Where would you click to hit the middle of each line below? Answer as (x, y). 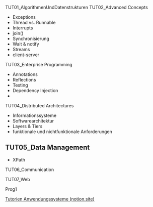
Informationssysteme (34, 115)
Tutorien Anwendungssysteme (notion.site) (50, 199)
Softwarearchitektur (33, 121)
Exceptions (24, 17)
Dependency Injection (35, 90)
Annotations (25, 74)
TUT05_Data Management (48, 148)
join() (18, 33)
